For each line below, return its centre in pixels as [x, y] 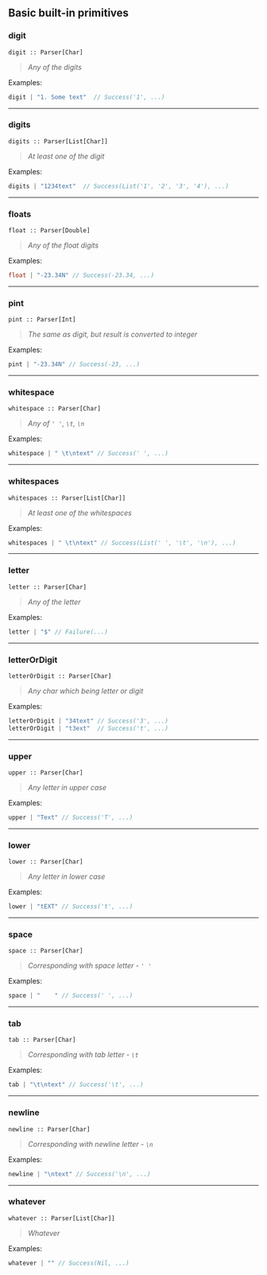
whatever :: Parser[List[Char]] [62, 1218]
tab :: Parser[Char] [43, 1040]
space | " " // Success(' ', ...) [71, 996]
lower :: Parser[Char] [46, 862]
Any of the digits [54, 67]
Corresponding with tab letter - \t [83, 1055]
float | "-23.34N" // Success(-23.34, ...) [81, 275]
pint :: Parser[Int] [43, 320]
